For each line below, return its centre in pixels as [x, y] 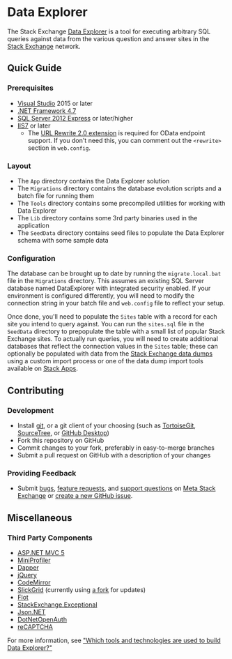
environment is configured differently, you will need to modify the [101, 296]
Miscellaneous [40, 518]
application [33, 225]
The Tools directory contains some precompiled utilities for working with [121, 203]
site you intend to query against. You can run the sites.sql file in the [106, 324]
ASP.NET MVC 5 [41, 552]
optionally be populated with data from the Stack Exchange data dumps [110, 354]
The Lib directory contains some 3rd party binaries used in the [107, 218]
